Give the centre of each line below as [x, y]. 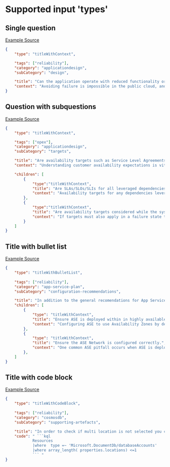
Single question [30, 28]
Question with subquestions [51, 107]
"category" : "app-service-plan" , [50, 287]
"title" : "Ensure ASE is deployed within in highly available [99, 319]
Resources [42, 441]
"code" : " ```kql [33, 436]
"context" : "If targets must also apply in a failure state [97, 217]
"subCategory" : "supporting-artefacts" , [57, 422]
